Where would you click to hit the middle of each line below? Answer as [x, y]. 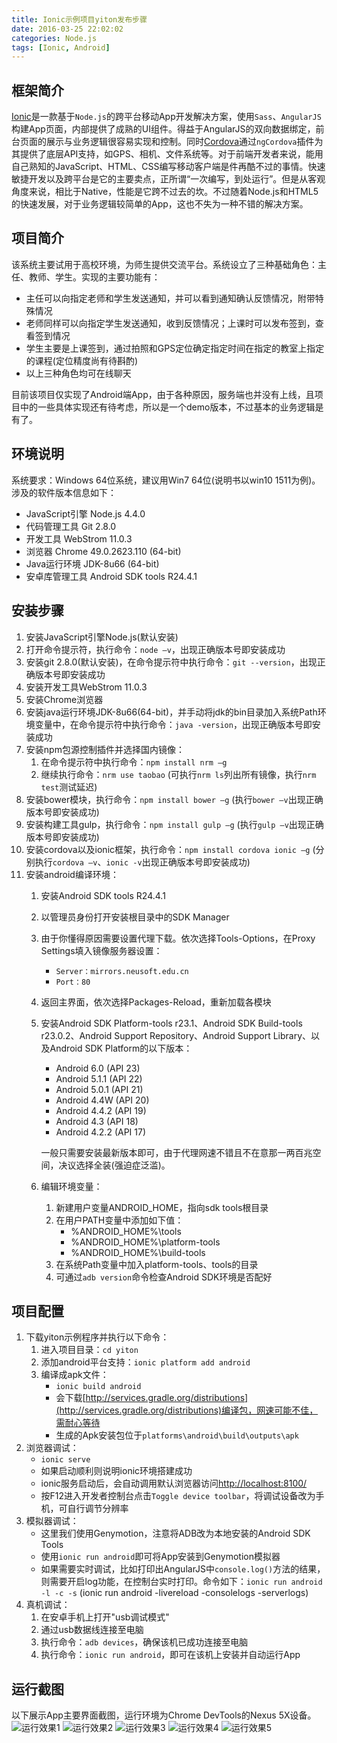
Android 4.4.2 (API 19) [101, 1110]
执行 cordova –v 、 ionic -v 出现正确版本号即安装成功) [142, 862]
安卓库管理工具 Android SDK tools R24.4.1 [111, 576]
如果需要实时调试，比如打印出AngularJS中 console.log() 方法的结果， [183, 1569]
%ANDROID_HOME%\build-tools [138, 1252]
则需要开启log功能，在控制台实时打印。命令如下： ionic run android [181, 1582]
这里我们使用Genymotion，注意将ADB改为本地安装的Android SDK [175, 1533]
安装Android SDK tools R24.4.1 [103, 895]
